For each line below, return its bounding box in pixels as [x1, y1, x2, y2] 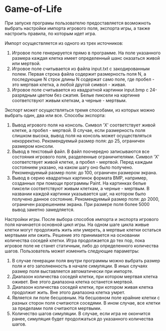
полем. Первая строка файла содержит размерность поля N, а [11, 71, 146, 77]
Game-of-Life [4, 3, 63, 15]
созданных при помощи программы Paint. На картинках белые [11, 180, 147, 186]
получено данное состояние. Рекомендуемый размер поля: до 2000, [11, 196, 160, 202]
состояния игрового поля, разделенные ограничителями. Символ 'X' [11, 153, 160, 160]
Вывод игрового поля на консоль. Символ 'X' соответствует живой [11, 122, 156, 128]
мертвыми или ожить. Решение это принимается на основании [4, 232, 140, 238]
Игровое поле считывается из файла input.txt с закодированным [11, 66, 150, 72]
